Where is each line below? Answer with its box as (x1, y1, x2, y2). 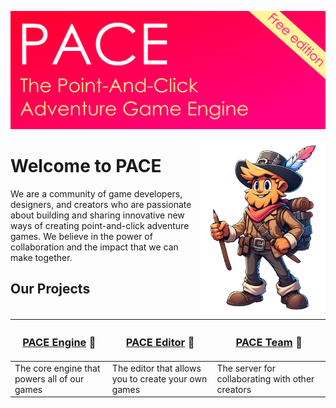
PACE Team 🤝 (235, 336, 303, 350)
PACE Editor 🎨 (125, 336, 195, 350)
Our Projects (10, 281, 91, 298)
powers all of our (14, 372, 85, 385)
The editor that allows (111, 362, 202, 374)
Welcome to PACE (10, 155, 162, 178)
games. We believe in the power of (10, 230, 153, 242)
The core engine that (14, 362, 101, 374)
